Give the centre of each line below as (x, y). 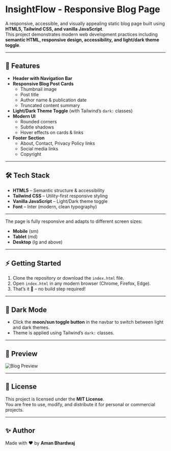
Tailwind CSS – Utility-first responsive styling (60, 196)
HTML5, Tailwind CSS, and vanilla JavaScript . (54, 29)
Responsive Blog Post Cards (43, 84)
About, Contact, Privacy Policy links (58, 143)
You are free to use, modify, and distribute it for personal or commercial (80, 404)
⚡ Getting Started (33, 263)
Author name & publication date (53, 100)
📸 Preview (21, 353)
